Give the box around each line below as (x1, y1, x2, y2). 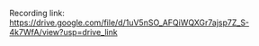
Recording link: (9, 8, 65, 18)
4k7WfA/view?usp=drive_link (9, 27, 119, 37)
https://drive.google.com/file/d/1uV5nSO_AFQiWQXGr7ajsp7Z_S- (9, 17, 250, 28)
